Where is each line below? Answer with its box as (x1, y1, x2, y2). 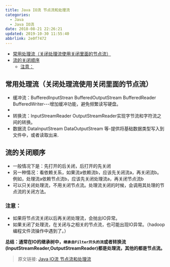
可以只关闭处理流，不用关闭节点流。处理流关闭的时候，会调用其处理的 (12, 182, 160, 188)
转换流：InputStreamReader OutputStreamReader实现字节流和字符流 (12, 113, 157, 119)
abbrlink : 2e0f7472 (5, 36, 47, 41)
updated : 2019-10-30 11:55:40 (5, 31, 70, 36)
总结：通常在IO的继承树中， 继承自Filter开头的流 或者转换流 (5, 238, 126, 244)
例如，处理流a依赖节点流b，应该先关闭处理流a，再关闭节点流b (12, 175, 144, 182)
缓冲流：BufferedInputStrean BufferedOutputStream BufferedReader (12, 94, 156, 100)
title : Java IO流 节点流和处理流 (5, 7, 70, 13)
